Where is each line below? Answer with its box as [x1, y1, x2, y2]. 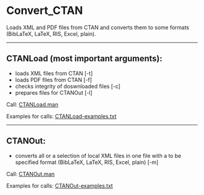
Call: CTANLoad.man [6, 101, 59, 108]
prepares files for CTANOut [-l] [15, 89, 93, 96]
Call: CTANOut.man [6, 170, 55, 177]
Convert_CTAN [6, 4, 83, 18]
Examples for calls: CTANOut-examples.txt [6, 182, 114, 189]
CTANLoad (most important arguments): [6, 53, 163, 64]
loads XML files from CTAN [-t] [15, 69, 93, 77]
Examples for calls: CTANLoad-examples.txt [6, 112, 117, 120]
